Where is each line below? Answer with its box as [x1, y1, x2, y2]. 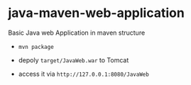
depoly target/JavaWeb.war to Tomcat [18, 55, 129, 64]
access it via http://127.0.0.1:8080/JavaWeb [18, 69, 150, 78]
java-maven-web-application [8, 5, 185, 21]
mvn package [18, 43, 54, 50]
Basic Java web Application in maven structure [8, 28, 146, 37]
